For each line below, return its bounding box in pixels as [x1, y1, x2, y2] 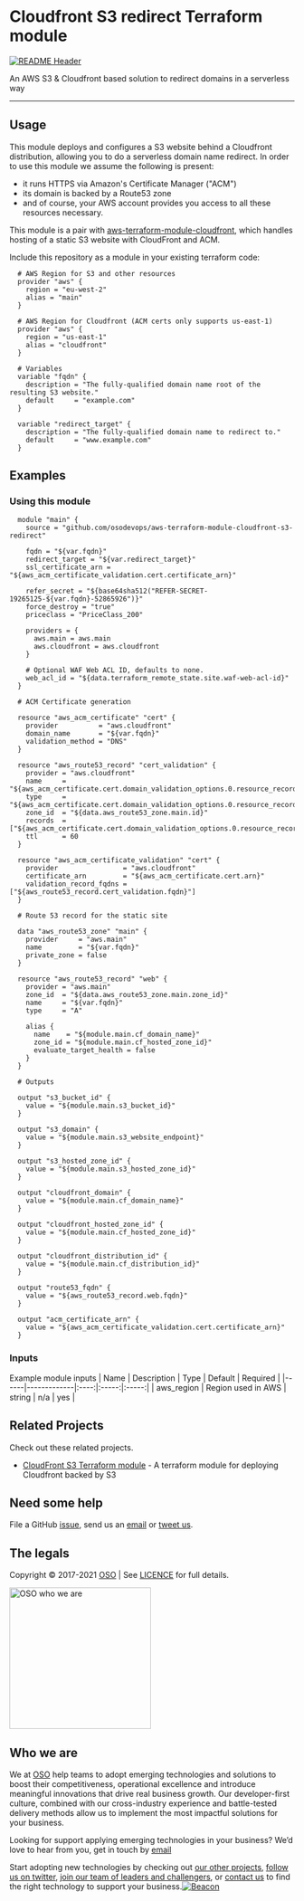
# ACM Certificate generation [17, 698, 131, 707]
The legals [9, 1545, 70, 1561]
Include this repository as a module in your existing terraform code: [9, 252, 261, 262]
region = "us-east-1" [25, 332, 107, 341]
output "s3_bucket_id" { [17, 1093, 111, 1103]
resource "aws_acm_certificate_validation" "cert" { [17, 856, 221, 865]
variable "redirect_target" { [17, 419, 131, 429]
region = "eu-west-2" [25, 285, 107, 294]
